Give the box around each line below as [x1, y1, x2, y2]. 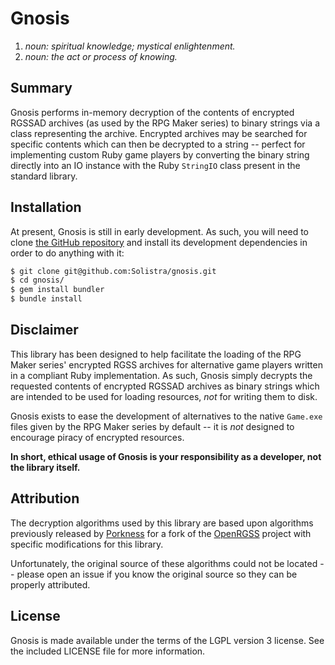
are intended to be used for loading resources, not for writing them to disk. [10, 390, 318, 402]
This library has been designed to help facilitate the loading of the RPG [10, 348, 302, 360]
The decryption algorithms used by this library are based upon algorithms [10, 517, 314, 529]
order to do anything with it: [10, 247, 125, 259]
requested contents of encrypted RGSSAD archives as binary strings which [10, 380, 320, 392]
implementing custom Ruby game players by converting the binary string [10, 148, 310, 161]
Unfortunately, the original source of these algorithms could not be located [10, 557, 318, 569]
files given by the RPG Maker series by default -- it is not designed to [10, 420, 295, 432]
